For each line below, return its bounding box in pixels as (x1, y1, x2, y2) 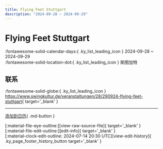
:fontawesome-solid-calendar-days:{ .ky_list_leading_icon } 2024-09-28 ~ (5, 49, 154, 54)
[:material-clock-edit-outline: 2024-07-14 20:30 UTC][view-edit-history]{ (5, 133, 152, 139)
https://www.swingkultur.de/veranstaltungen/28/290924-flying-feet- (5, 93, 143, 99)
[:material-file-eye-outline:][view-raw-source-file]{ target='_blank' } (5, 123, 141, 129)
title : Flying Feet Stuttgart (5, 7, 66, 12)
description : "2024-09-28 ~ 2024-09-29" (5, 12, 88, 17)
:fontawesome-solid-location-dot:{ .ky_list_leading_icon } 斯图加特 (5, 59, 137, 66)
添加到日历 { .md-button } (5, 113, 55, 119)
